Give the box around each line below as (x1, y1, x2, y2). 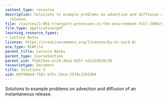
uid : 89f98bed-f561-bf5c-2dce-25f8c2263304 (5, 72, 97, 77)
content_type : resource (5, 7, 55, 12)
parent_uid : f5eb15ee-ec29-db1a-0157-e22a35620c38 (5, 58, 112, 63)
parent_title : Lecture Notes (5, 49, 66, 54)
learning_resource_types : (5, 30, 59, 35)
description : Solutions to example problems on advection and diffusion (5, 12, 159, 17)
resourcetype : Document (5, 63, 55, 68)
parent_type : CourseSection (5, 53, 64, 59)
